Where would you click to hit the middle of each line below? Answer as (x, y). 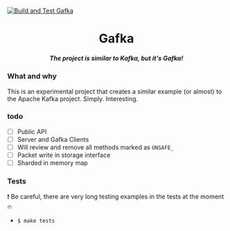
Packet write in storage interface (64, 155)
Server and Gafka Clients (53, 139)
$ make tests (36, 221)
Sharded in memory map (52, 163)
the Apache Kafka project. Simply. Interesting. (73, 99)
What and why (32, 76)
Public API (32, 131)
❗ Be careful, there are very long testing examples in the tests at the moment (115, 196)
